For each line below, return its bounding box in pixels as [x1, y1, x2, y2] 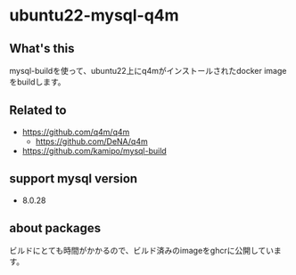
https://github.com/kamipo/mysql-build [21, 145, 167, 156]
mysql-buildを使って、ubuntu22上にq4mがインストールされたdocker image [9, 66, 287, 76]
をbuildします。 [9, 77, 66, 87]
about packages [9, 221, 101, 236]
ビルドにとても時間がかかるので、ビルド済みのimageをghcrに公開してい [9, 246, 275, 256]
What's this [9, 41, 75, 56]
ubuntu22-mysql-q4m [9, 5, 180, 26]
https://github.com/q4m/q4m [21, 126, 130, 137]
